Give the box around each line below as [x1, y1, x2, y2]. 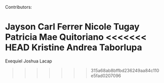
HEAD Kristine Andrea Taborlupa [5, 42, 142, 53]
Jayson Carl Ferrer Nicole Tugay [5, 21, 140, 32]
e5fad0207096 [91, 73, 122, 79]
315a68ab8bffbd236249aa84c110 [91, 67, 160, 73]
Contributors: [5, 4, 32, 10]
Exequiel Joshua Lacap [5, 58, 53, 64]
